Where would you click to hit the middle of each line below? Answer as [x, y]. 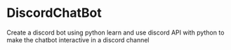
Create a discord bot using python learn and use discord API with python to [115, 32]
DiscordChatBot [54, 13]
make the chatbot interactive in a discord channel [78, 39]
